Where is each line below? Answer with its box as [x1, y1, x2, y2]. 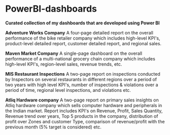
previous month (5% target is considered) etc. [5, 124, 101, 130]
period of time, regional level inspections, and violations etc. [5, 87, 131, 93]
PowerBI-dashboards [5, 3, 97, 15]
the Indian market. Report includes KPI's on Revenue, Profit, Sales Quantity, [5, 108, 163, 114]
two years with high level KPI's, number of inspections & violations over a [5, 82, 158, 88]
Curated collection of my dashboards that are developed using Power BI [5, 20, 160, 26]
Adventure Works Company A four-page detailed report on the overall [5, 29, 154, 36]
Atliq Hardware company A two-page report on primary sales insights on [5, 97, 159, 103]
